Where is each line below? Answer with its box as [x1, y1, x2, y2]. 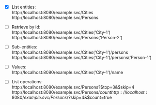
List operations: [11, 79, 43, 85]
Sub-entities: [11, 44, 38, 50]
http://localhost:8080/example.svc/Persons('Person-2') [11, 35, 123, 41]
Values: [11, 64, 27, 70]
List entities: [11, 4, 36, 10]
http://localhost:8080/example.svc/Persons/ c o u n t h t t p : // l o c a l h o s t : [11, 90, 147, 95]
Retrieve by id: [11, 24, 41, 30]
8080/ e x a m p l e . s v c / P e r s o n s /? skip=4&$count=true [11, 94, 112, 101]
